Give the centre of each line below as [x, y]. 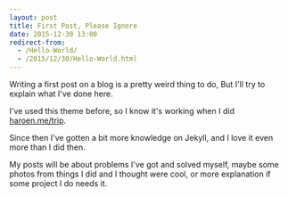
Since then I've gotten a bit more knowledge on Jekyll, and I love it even [141, 138]
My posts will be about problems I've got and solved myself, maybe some [144, 164]
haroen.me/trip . [38, 120]
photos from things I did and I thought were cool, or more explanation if [140, 174]
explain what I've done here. [61, 94]
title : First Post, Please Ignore [74, 26]
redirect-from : [37, 42]
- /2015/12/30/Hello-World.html [78, 59]
